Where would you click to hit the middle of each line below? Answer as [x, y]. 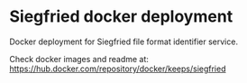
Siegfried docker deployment [121, 17]
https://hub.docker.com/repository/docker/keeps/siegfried [118, 69]
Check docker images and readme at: [79, 59]
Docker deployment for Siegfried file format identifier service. [124, 41]
